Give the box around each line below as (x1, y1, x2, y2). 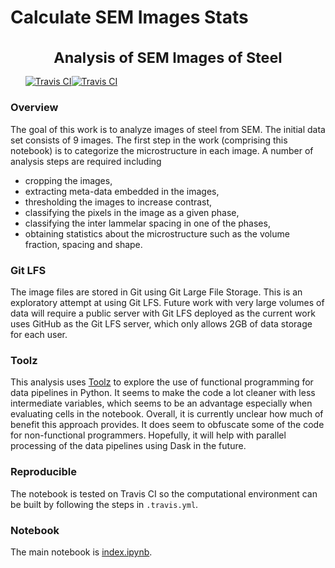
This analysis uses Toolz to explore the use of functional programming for (10, 376, 314, 388)
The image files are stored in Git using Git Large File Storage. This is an (10, 286, 303, 298)
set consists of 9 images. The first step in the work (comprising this (10, 134, 288, 146)
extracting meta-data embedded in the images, (24, 185, 220, 197)
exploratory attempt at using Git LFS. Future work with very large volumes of (10, 297, 325, 309)
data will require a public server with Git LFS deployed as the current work (10, 307, 316, 320)
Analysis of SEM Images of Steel (53, 47, 283, 67)
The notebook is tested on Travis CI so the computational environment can (10, 487, 318, 500)
